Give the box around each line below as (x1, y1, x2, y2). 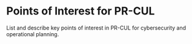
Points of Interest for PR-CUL (6, 4, 155, 18)
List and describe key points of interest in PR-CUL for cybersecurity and (6, 24, 187, 31)
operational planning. (6, 30, 59, 37)
